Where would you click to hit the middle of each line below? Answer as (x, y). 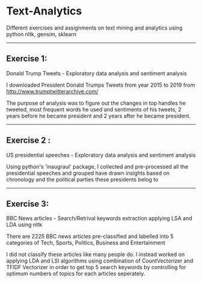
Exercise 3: (28, 204)
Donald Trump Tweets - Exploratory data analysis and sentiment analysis (97, 73)
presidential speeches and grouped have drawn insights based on (88, 173)
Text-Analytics (44, 11)
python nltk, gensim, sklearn (41, 34)
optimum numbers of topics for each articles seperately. (76, 274)
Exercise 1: (27, 59)
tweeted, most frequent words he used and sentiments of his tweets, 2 (94, 109)
